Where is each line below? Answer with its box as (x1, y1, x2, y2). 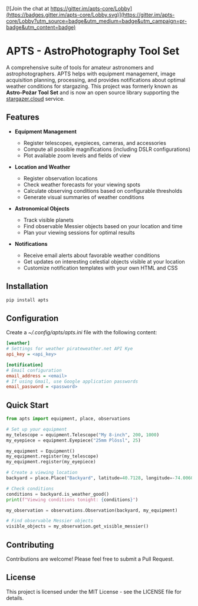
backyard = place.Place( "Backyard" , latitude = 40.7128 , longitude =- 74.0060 (6, 475, 194, 481)
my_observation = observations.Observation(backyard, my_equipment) (6, 507, 178, 513)
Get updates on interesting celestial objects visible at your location (23, 258, 186, 265)
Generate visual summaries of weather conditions (23, 193, 144, 200)
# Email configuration (6, 367, 62, 373)
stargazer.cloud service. (6, 95, 65, 102)
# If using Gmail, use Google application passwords (6, 378, 138, 384)
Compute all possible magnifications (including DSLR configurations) (23, 146, 191, 153)
